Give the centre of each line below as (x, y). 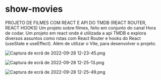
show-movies (34, 9)
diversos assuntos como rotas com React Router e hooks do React (73, 38)
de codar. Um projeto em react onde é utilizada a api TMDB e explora (76, 33)
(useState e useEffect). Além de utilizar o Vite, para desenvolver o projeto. (81, 43)
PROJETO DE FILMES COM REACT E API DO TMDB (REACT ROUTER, (76, 23)
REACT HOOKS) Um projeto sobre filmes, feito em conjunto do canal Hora (80, 27)
